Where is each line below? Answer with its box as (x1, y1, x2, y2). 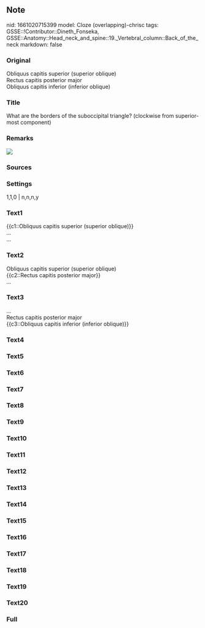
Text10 (6, 434, 27, 443)
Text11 (6, 451, 26, 459)
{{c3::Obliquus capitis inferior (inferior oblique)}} (6, 320, 130, 327)
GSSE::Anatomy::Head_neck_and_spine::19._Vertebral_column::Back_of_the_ (6, 34, 198, 42)
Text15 (6, 516, 27, 525)
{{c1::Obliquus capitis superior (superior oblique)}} (6, 223, 134, 230)
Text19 (6, 582, 27, 591)
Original (6, 56, 31, 64)
